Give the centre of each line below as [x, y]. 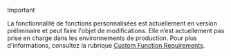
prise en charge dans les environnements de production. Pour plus [102, 38]
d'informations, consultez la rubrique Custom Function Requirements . [106, 45]
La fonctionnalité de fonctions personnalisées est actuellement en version [112, 23]
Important [21, 10]
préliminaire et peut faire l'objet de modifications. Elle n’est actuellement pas [116, 31]
